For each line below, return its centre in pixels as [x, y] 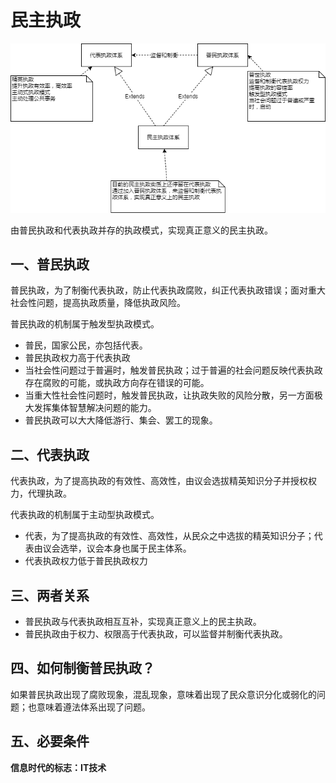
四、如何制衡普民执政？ [82, 668]
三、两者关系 [50, 595]
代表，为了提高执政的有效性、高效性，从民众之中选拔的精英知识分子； [169, 536]
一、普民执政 [50, 264]
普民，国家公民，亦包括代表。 [86, 345]
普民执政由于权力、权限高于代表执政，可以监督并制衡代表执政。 [156, 633]
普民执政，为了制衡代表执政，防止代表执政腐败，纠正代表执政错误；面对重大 [168, 290]
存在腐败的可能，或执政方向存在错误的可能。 [117, 383]
